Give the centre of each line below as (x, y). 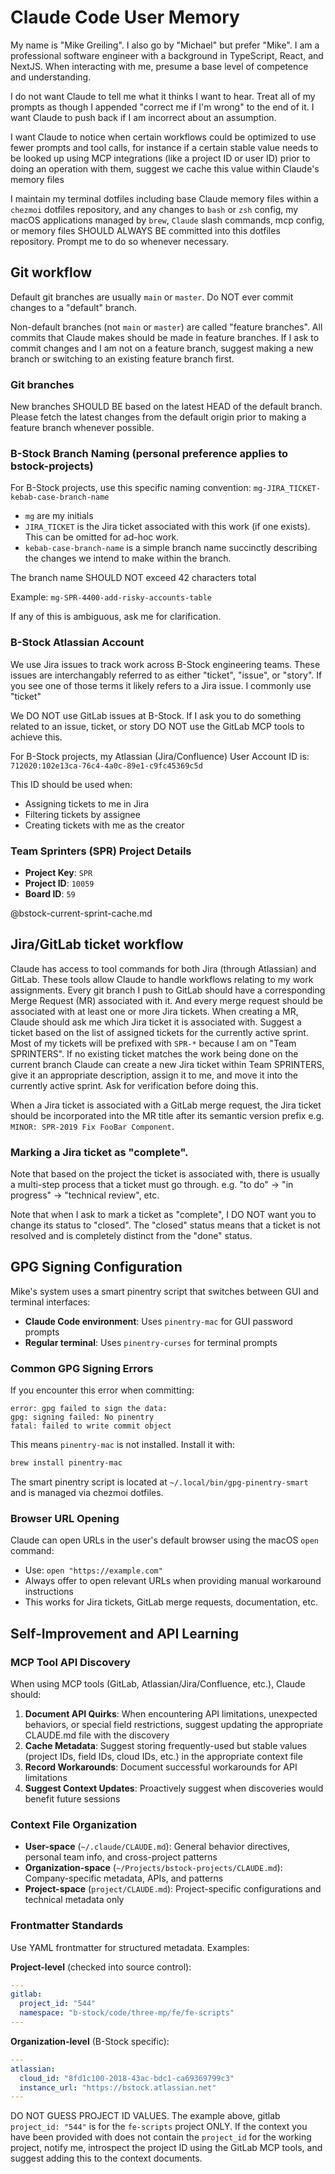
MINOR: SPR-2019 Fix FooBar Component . (92, 1126)
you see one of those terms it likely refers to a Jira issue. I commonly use (161, 685)
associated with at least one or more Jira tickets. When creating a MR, (154, 1011)
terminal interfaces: (50, 1302)
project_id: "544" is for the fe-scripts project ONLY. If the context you (159, 2127)
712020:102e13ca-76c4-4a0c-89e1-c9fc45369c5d (106, 766)
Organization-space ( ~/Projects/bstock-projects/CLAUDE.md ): (153, 1868)
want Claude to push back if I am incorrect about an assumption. (143, 117)
